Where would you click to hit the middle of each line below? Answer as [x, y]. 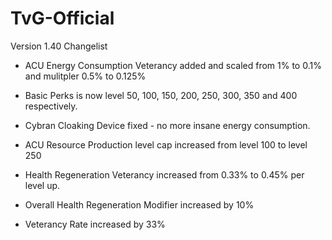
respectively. [51, 106]
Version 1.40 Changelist [59, 46]
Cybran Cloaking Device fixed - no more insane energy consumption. [167, 125]
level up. [42, 185]
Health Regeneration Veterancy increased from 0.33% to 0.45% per [164, 174]
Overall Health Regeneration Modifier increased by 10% [139, 204]
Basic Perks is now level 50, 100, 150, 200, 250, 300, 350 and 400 [161, 95]
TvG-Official [62, 18]
